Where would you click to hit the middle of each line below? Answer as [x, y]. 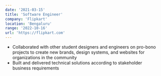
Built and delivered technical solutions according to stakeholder [77, 63]
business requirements [36, 68]
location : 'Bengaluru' [28, 24]
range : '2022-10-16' [27, 28]
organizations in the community [45, 57]
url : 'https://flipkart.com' [35, 33]
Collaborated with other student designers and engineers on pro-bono [84, 47]
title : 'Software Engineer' [34, 14]
